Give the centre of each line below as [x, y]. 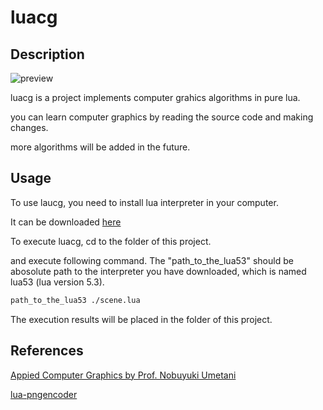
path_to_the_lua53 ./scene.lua [75, 300]
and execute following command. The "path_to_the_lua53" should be [152, 260]
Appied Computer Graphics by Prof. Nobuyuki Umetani [123, 375]
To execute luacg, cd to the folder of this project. [111, 241]
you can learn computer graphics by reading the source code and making [162, 117]
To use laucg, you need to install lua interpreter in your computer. [144, 202]
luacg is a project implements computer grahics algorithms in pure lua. [155, 97]
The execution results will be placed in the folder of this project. [141, 319]
